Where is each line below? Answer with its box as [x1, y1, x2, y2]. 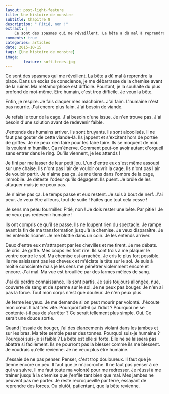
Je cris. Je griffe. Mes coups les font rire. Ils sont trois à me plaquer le [5, 248, 150, 254]
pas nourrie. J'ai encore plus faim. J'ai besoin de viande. [5, 104, 123, 110]
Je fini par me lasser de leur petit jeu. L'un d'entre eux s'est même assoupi [5, 160, 160, 166]
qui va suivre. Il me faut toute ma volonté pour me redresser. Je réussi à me [5, 367, 162, 373]
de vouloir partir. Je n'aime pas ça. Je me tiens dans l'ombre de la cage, [5, 171, 155, 177]
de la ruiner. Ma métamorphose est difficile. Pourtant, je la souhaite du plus [5, 84, 161, 90]
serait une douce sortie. [5, 315, 55, 321]
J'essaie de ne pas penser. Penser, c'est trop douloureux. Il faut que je [5, 356, 151, 362]
